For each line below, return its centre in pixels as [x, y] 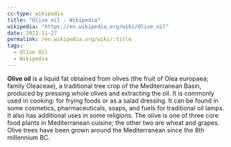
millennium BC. [29, 137]
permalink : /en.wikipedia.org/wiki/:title [69, 40]
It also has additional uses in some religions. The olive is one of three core [113, 115]
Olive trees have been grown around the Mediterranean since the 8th [106, 130]
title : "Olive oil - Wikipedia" [54, 20]
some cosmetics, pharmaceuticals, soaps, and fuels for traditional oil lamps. [116, 107]
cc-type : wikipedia [35, 14]
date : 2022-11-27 [32, 33]
